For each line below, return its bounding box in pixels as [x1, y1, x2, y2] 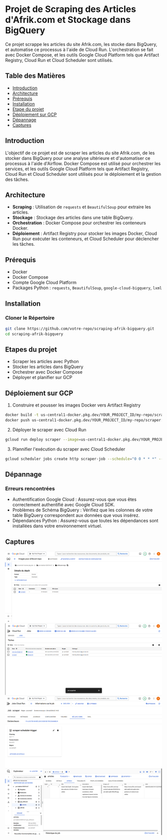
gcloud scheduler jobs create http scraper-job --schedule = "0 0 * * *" [5, 456, 157, 461]
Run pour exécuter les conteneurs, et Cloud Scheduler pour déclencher [12, 236, 159, 242]
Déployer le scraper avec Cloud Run [12, 427, 86, 432]
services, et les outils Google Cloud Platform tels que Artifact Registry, [5, 166, 149, 172]
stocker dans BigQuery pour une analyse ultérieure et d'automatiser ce [5, 155, 151, 161]
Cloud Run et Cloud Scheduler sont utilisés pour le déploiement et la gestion [5, 171, 162, 177]
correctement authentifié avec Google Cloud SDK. [12, 502, 115, 508]
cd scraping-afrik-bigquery [5, 331, 64, 337]
